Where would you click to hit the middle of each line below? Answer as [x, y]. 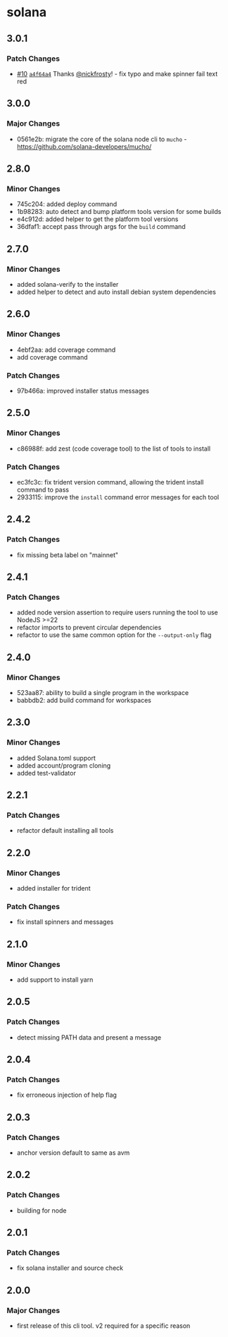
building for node [42, 1210]
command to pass [43, 489]
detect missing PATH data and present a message [89, 1037]
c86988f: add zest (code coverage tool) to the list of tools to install [114, 448]
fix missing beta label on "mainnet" [68, 554]
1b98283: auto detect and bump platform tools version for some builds [119, 212]
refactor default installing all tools [65, 831]
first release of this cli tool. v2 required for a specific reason [103, 1326]
